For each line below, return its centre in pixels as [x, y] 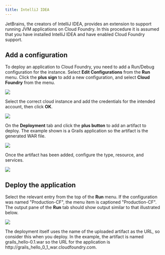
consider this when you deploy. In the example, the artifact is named [74, 237]
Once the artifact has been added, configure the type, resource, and [74, 155]
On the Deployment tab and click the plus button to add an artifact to [76, 126]
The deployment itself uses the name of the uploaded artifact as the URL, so [82, 232]
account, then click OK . [29, 107]
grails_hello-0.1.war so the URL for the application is [58, 242]
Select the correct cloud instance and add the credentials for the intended [80, 101]
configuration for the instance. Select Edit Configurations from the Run [78, 72]
